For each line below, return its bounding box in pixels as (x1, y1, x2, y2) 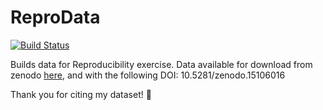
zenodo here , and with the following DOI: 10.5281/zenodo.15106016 (10, 69, 286, 81)
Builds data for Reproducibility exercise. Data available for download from (10, 58, 313, 70)
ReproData (10, 6, 101, 29)
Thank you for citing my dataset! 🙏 (10, 88, 152, 100)
